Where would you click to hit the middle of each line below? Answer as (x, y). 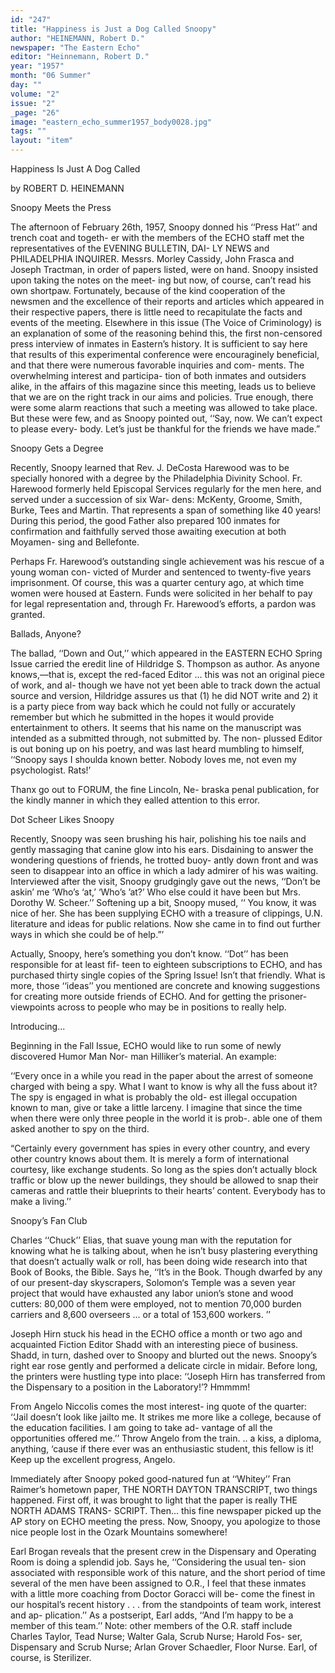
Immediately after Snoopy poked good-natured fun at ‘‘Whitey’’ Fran (151, 1479)
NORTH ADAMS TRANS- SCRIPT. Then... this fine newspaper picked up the (166, 1510)
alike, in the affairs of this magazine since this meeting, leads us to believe (163, 386)
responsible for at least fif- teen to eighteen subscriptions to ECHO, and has (166, 964)
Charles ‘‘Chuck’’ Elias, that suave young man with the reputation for (151, 1240)
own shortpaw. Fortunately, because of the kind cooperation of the (148, 290)
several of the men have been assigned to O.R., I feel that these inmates (158, 1583)
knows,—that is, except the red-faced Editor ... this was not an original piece (167, 674)
